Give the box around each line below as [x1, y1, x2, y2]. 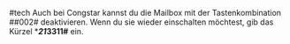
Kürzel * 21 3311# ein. [9, 26, 84, 36]
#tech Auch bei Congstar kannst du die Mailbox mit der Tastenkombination [9, 8, 281, 18]
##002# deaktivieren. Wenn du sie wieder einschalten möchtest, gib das [9, 17, 274, 27]
